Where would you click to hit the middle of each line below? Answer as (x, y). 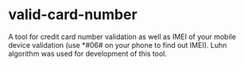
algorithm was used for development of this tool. (87, 53)
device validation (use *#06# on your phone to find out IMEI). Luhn (118, 45)
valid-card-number (73, 15)
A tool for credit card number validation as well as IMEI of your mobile (122, 37)
